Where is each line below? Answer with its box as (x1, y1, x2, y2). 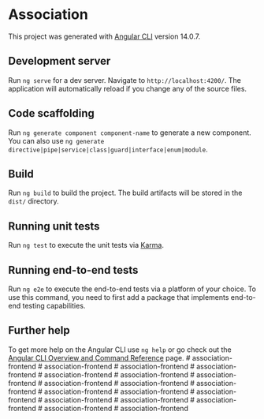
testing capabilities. (22, 301, 86, 310)
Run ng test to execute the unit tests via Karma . (8, 241, 164, 250)
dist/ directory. (8, 196, 59, 206)
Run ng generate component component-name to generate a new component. (8, 128, 252, 137)
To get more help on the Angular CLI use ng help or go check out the (8, 345, 232, 354)
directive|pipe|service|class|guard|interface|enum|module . (8, 144, 208, 154)
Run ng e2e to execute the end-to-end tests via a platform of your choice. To (8, 284, 257, 294)
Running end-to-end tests (8, 263, 139, 277)
